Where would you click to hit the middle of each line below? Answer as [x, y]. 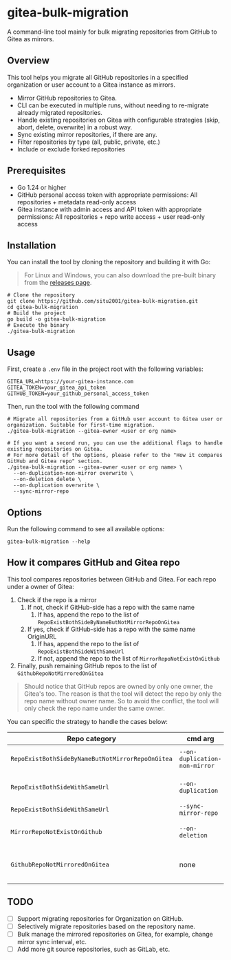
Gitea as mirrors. [31, 39]
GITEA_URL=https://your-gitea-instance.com [70, 382]
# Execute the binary [38, 326]
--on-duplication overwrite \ [56, 486]
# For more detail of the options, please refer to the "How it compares [115, 456]
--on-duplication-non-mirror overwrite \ [74, 473]
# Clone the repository [41, 295]
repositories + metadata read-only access [76, 202]
